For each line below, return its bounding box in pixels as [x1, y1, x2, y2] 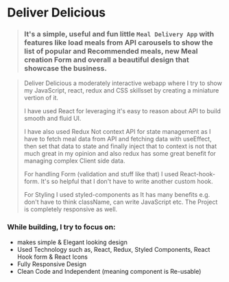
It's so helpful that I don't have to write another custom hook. [40, 177, 214, 186]
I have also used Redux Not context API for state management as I [23, 128, 211, 136]
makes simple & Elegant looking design [16, 238, 128, 246]
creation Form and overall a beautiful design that [23, 55, 190, 64]
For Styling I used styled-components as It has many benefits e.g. [23, 191, 210, 199]
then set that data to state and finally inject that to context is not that [23, 142, 217, 150]
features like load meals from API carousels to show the [23, 38, 213, 47]
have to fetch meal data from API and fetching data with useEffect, [23, 135, 212, 143]
